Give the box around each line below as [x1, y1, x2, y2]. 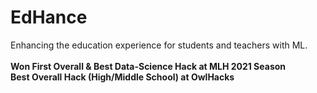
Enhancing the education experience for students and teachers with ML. [10, 39, 308, 51]
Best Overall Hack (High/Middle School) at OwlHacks [10, 71, 235, 83]
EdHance [10, 6, 88, 29]
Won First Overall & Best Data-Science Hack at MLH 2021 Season [10, 60, 287, 72]
